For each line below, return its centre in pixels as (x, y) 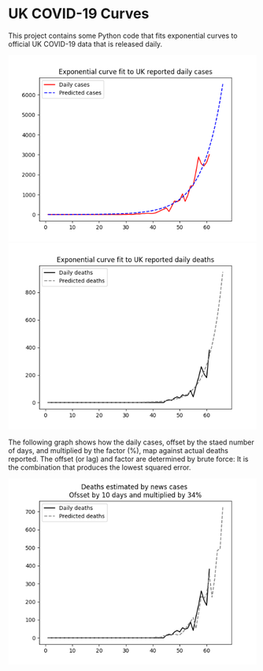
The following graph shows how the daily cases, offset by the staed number (131, 442)
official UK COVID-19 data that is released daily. (85, 43)
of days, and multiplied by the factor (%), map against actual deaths (119, 450)
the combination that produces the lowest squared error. (100, 467)
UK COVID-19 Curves (79, 14)
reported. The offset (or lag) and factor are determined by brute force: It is (128, 459)
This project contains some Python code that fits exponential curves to (123, 36)
